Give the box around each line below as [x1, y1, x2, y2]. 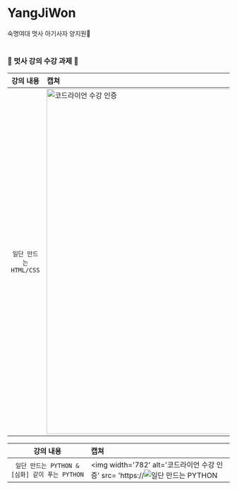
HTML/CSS [11, 266, 40, 275]
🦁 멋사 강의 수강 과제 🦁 [7, 56, 79, 66]
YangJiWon [7, 5, 76, 21]
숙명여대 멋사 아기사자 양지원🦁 [7, 29, 91, 37]
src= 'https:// [101, 471, 145, 481]
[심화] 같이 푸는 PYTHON [11, 471, 85, 479]
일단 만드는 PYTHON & [15, 462, 80, 470]
